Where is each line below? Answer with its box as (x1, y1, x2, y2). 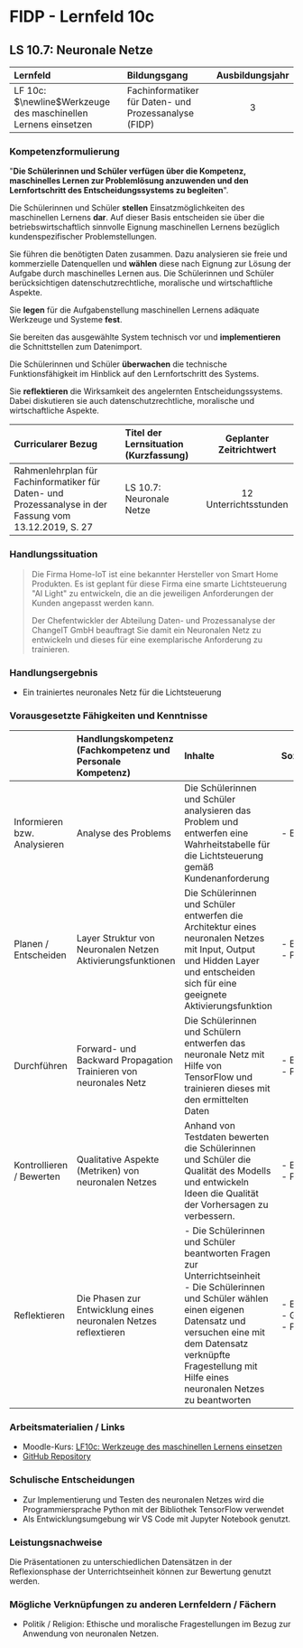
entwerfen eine (184, 827, 249, 839)
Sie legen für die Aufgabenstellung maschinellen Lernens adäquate (9, 304, 260, 315)
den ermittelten (184, 1093, 250, 1106)
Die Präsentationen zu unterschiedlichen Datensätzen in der (9, 1557, 233, 1568)
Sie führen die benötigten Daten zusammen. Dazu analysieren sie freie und (9, 248, 288, 259)
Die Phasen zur (76, 1292, 142, 1305)
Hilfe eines (184, 1372, 230, 1384)
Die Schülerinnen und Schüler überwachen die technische (9, 359, 227, 370)
